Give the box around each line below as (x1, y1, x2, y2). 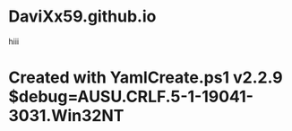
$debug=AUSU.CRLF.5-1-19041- (8, 87, 254, 107)
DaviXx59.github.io (8, 6, 157, 27)
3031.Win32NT (8, 106, 125, 127)
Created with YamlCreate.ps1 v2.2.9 (8, 67, 283, 88)
